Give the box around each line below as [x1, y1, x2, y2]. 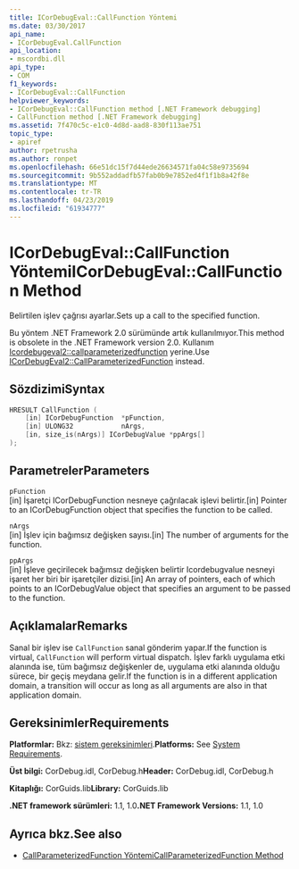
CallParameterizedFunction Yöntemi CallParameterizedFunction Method [21, 850, 284, 861]
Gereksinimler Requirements [9, 715, 170, 731]
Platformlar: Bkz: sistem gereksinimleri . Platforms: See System [9, 739, 241, 750]
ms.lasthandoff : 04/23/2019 [9, 196, 114, 205]
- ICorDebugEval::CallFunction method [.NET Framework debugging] [9, 104, 262, 113]
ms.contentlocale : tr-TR [9, 188, 102, 196]
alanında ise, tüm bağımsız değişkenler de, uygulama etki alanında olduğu [9, 661, 280, 672]
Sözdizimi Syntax [9, 381, 105, 397]
